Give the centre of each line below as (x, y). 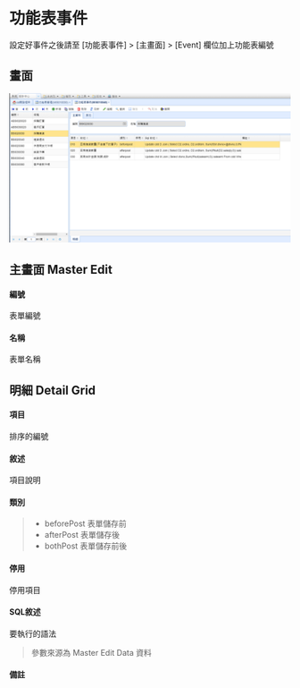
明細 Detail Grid (53, 390)
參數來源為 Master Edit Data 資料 (91, 652)
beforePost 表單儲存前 (85, 523)
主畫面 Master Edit (61, 269)
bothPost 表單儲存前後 (86, 546)
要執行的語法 (33, 633)
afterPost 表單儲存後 (82, 535)
